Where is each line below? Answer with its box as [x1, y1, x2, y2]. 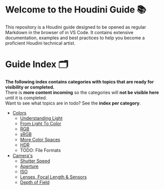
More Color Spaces [20, 136, 60, 142]
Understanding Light [20, 115, 63, 121]
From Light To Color [20, 120, 61, 126]
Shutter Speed [20, 158, 50, 164]
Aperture [20, 163, 39, 169]
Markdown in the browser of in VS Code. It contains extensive [5, 29, 134, 35]
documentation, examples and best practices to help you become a [5, 35, 145, 41]
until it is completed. [5, 94, 47, 101]
